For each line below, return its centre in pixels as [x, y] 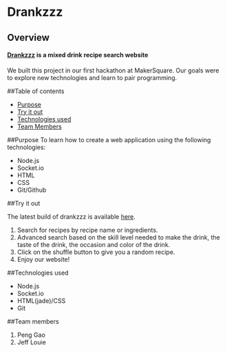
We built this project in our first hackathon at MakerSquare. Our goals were [113, 70]
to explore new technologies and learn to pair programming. [92, 77]
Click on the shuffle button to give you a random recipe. [96, 252]
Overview [29, 38]
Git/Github [32, 190]
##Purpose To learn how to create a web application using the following [109, 139]
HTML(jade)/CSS [41, 300]
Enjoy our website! [43, 259]
